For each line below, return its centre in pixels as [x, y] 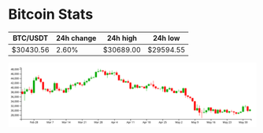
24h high [122, 38]
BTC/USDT [31, 38]
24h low [166, 38]
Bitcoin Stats [51, 14]
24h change [76, 38]
